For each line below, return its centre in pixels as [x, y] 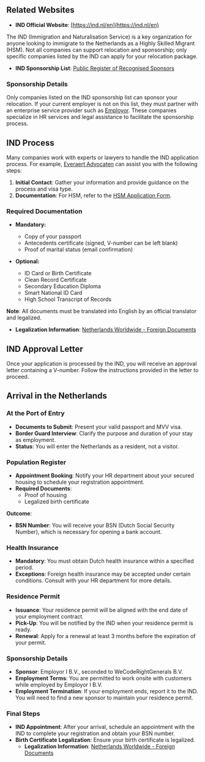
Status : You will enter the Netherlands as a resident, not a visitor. [97, 446]
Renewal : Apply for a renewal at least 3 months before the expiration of [105, 636]
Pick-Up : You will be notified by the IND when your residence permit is [104, 623]
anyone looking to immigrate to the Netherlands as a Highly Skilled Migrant [101, 43]
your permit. [31, 642]
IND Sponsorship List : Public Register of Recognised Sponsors [95, 68]
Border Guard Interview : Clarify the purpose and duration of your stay [104, 433]
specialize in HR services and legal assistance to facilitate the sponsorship [100, 117]
